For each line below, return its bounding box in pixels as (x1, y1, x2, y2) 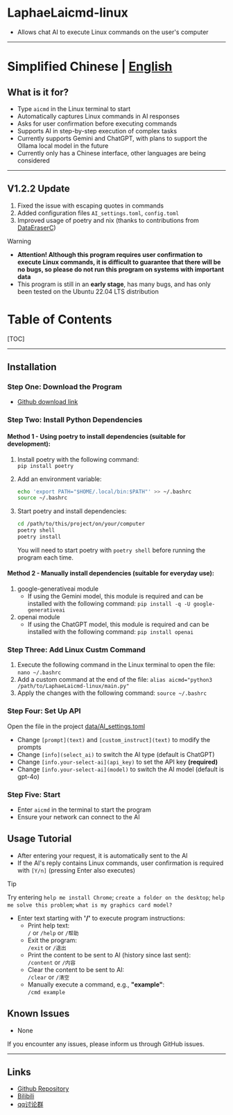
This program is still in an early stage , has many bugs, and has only (17, 280, 212, 288)
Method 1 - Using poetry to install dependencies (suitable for (7, 432, 186, 440)
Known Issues (7, 1008, 70, 1020)
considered (17, 156, 50, 165)
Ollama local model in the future (17, 141, 109, 150)
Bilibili (17, 1092, 35, 1100)
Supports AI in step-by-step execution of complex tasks (17, 126, 178, 135)
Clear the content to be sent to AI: (27, 965, 125, 973)
